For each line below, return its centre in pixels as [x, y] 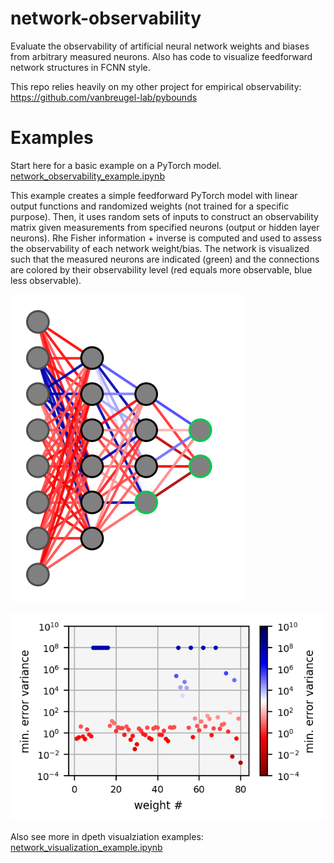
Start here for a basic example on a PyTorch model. [116, 165]
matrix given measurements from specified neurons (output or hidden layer [165, 227]
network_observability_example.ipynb [87, 176]
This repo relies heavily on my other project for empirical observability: [156, 86]
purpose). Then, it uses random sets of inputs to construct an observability [164, 216]
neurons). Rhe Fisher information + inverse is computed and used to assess [166, 238]
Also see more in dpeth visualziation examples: [107, 836]
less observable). [46, 280]
